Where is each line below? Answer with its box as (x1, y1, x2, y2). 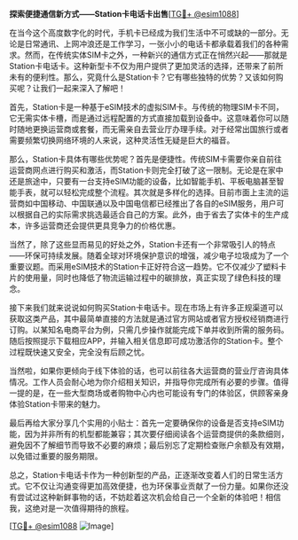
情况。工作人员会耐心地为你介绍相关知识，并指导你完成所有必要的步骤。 (9, 377, 273, 387)
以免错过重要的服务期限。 (9, 451, 103, 461)
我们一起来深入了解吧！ (39, 83, 126, 93)
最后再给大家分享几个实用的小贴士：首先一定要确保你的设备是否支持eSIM (9, 418, 277, 428)
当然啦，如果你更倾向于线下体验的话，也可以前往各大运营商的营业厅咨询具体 (9, 365, 289, 376)
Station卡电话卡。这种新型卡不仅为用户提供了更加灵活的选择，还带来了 (9, 61, 269, 71)
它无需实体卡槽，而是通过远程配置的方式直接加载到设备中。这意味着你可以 (9, 113, 281, 123)
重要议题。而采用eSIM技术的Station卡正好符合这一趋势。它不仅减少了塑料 (9, 262, 279, 271)
